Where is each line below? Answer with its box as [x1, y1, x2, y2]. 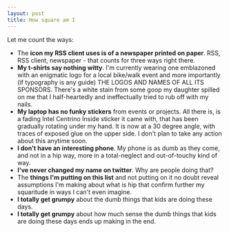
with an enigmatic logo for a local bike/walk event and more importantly [17, 70, 221, 79]
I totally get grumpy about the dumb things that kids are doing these [17, 195, 212, 203]
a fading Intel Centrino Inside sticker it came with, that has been [17, 114, 199, 123]
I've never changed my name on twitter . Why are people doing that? [17, 166, 214, 174]
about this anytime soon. [17, 136, 88, 145]
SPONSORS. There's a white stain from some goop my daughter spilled [17, 85, 220, 94]
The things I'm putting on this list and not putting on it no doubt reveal [17, 173, 219, 181]
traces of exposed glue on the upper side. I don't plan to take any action [17, 129, 222, 138]
